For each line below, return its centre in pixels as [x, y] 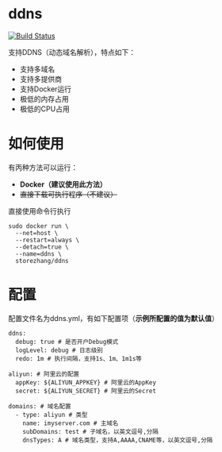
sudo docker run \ [38, 226]
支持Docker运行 [46, 89]
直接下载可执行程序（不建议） [68, 194]
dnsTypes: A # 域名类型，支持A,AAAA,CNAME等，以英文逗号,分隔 [118, 440]
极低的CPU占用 [44, 109]
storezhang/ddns [42, 261]
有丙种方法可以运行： [43, 167]
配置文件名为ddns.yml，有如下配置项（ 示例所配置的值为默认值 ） [114, 318]
